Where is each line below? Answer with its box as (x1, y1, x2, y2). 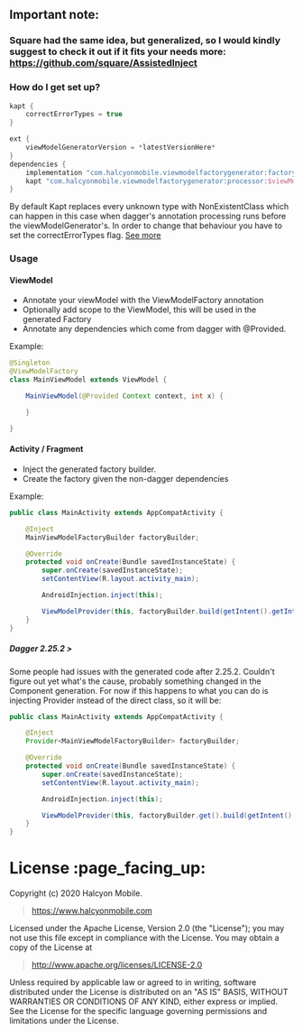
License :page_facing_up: (9, 858, 207, 879)
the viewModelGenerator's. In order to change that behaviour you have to (9, 220, 282, 231)
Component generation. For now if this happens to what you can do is (9, 685, 269, 696)
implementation (25, 168, 83, 177)
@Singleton (9, 358, 50, 368)
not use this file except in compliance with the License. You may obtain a (9, 933, 280, 944)
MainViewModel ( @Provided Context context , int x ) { (25, 392, 224, 401)
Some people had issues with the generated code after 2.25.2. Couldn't (9, 666, 275, 677)
